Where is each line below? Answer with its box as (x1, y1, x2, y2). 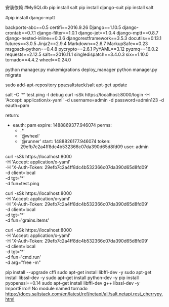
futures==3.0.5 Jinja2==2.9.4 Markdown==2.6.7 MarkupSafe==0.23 (5, 41, 148, 47)
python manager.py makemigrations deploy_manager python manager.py (5, 66, 158, 73)
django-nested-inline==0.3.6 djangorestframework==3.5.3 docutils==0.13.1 (5, 35, 162, 41)
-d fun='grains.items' (5, 217, 50, 223)
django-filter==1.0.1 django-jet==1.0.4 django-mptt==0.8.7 (37, 30, 159, 36)
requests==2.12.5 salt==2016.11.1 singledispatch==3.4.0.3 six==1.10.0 (5, 51, 149, 57)
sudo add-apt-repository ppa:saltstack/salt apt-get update (5, 82, 128, 88)
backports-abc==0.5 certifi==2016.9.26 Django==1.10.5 (5, 24, 121, 30)
